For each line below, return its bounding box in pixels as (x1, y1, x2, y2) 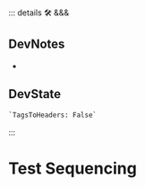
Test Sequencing (8, 158, 138, 178)
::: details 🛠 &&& (8, 7, 70, 18)
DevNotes (8, 37, 65, 52)
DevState (8, 86, 62, 102)
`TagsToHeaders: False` (8, 111, 98, 120)
